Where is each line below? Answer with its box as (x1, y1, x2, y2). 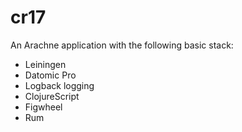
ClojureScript (24, 90, 80, 102)
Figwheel (24, 101, 63, 113)
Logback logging (24, 79, 95, 91)
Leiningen (24, 58, 67, 70)
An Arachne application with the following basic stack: (10, 39, 234, 51)
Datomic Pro (24, 69, 77, 81)
